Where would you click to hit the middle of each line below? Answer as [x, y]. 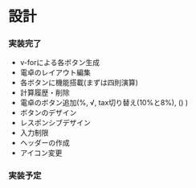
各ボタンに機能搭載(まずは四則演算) [79, 83]
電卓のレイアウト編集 [55, 72]
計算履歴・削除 [45, 92]
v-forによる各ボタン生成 [60, 63]
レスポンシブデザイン [55, 123]
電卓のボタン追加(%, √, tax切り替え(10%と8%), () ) [104, 103]
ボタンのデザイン [48, 112]
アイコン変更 [41, 153]
